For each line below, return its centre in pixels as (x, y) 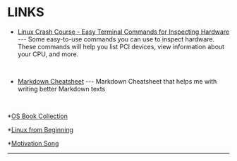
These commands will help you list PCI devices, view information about (121, 46)
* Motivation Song (33, 143)
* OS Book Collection (38, 116)
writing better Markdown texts (61, 89)
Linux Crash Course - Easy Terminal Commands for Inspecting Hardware (123, 32)
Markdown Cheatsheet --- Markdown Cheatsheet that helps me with (117, 81)
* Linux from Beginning (41, 129)
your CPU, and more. (48, 54)
